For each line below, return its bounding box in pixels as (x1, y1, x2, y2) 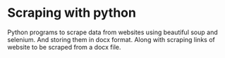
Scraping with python (7, 5, 136, 21)
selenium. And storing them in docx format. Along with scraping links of (7, 35, 215, 43)
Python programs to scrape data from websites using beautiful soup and (7, 28, 219, 36)
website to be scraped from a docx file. (7, 43, 121, 51)
